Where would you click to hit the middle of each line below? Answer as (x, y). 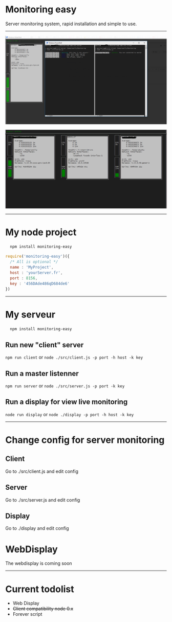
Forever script (27, 614)
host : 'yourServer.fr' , (36, 273)
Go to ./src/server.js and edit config (43, 500)
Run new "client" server (45, 345)
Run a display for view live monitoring (67, 402)
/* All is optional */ (34, 262)
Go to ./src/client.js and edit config (42, 471)
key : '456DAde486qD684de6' (40, 283)
